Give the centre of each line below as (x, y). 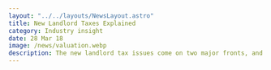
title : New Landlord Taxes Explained (72, 23)
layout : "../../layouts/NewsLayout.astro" (81, 16)
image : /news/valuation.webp (58, 46)
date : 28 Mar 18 (36, 38)
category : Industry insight (56, 31)
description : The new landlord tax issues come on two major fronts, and (136, 53)
